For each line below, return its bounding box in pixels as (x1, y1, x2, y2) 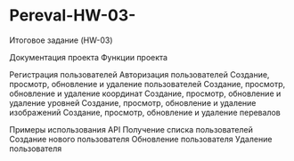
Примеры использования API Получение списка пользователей (9, 124, 254, 134)
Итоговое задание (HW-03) (9, 35, 113, 45)
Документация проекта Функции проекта (9, 52, 167, 62)
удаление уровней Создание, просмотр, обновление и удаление (9, 97, 257, 108)
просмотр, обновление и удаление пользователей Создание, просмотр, (9, 78, 286, 89)
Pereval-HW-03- (9, 5, 136, 26)
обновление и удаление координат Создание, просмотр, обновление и (9, 88, 282, 99)
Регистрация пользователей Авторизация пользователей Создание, (9, 68, 270, 80)
